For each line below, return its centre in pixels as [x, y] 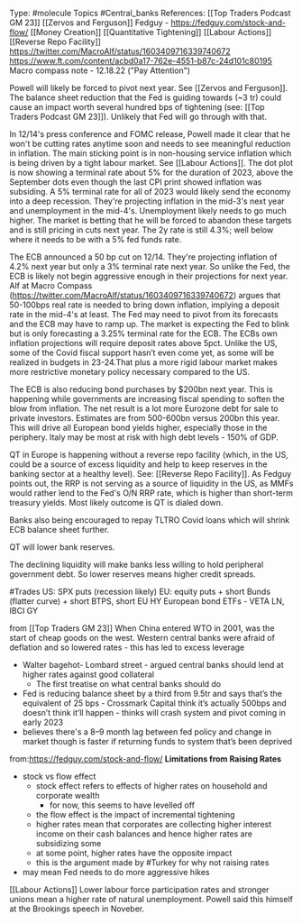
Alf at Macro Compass [51, 286]
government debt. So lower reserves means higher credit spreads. [133, 574]
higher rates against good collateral [88, 674]
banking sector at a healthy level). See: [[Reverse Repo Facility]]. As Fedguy [151, 474]
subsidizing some [69, 843]
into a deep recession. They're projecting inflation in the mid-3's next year [147, 201]
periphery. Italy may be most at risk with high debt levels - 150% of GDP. [144, 437]
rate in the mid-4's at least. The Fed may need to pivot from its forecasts [144, 314]
